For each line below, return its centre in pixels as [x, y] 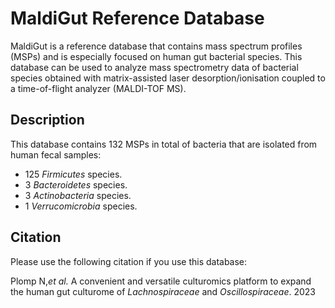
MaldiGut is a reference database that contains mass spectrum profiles [156, 46]
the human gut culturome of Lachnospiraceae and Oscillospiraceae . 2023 [163, 291]
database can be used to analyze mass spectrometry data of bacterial [154, 67]
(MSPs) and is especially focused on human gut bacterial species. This [156, 56]
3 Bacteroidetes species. [76, 184]
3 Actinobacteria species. [78, 195]
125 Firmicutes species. [73, 174]
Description [47, 120]
